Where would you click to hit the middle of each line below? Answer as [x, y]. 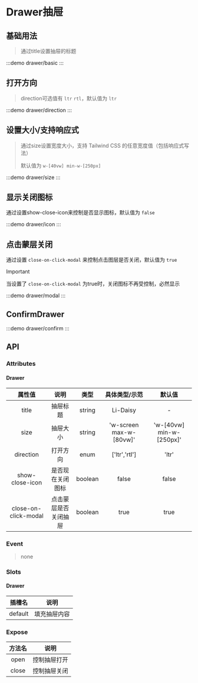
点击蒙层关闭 [29, 244]
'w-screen [124, 425]
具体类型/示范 [124, 395]
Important [18, 272]
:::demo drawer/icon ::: [34, 225]
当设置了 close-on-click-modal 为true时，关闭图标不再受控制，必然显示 [93, 284]
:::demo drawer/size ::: [33, 177]
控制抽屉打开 [51, 660]
